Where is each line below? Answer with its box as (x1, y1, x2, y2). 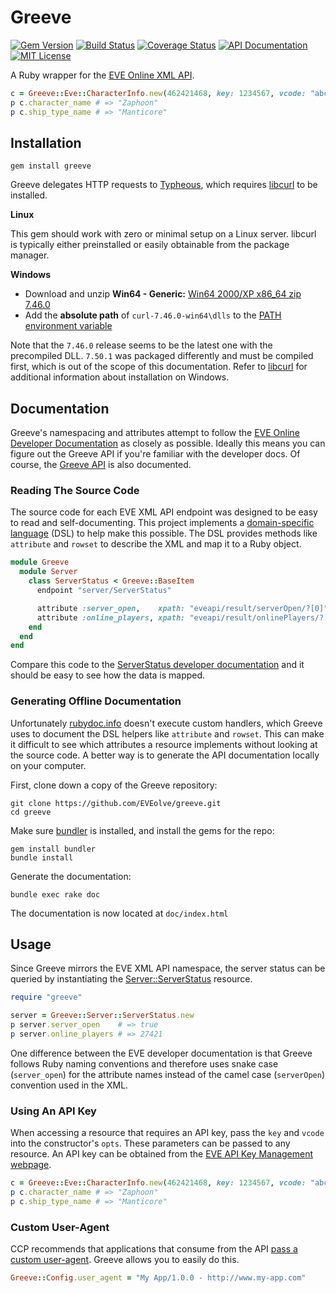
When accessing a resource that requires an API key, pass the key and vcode (10, 1127, 325, 1139)
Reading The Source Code (10, 484, 140, 498)
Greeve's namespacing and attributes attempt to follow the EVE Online (10, 427, 300, 439)
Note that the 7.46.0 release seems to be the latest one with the (10, 339, 273, 351)
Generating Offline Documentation (10, 694, 182, 708)
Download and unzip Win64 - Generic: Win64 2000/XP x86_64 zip (24, 288, 302, 300)
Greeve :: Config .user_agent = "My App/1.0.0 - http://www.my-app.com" (10, 1273, 307, 1283)
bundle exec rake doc (10, 889, 101, 900)
